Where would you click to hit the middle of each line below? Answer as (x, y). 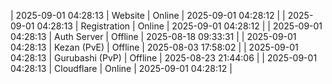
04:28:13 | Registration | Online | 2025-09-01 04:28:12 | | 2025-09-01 (179, 26)
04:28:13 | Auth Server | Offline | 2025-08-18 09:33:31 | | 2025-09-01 (153, 36)
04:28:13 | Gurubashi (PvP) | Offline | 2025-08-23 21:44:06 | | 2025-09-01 (164, 58)
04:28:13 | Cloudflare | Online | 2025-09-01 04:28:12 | (121, 68)
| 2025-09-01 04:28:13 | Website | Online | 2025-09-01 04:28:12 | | (148, 15)
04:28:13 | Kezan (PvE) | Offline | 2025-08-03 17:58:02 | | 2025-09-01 (154, 47)
